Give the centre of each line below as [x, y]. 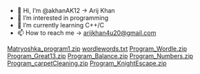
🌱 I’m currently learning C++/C [61, 25]
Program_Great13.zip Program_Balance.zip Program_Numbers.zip [100, 56]
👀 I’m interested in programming [63, 18]
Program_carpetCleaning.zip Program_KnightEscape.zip [87, 63]
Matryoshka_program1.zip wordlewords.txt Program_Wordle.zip [97, 49]
